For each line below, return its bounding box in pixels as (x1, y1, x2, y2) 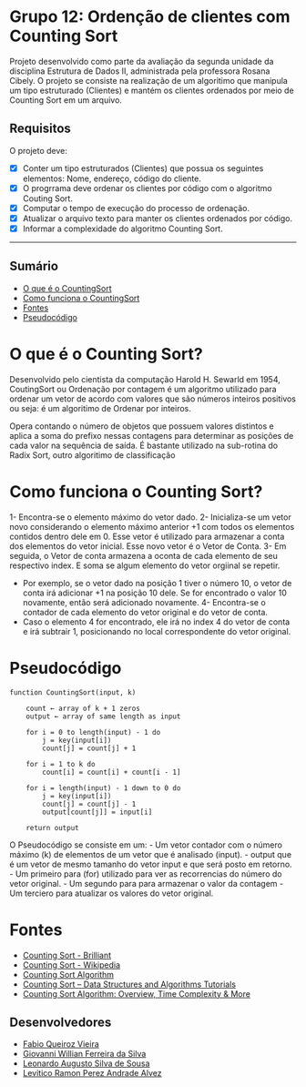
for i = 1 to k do (25, 759, 96, 768)
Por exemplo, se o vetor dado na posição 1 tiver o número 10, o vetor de (22, 577, 292, 588)
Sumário (9, 259, 59, 274)
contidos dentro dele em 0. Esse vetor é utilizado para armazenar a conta (9, 531, 285, 542)
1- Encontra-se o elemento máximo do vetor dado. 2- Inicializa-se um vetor (9, 512, 291, 523)
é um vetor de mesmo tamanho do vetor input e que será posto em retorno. (9, 858, 293, 869)
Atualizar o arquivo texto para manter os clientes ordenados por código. (22, 212, 293, 224)
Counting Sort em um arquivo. (9, 94, 123, 106)
